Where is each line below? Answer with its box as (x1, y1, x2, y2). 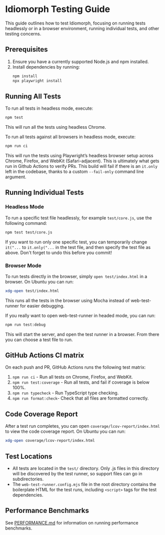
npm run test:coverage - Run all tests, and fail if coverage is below (12, 379, 150, 385)
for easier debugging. (19, 303, 65, 309)
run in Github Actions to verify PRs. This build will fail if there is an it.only (5, 163, 157, 169)
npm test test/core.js (5, 229, 52, 235)
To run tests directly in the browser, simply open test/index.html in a (5, 273, 147, 279)
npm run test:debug (5, 322, 46, 327)
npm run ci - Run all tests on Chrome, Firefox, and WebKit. (12, 374, 133, 380)
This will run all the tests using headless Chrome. (5, 124, 106, 130)
